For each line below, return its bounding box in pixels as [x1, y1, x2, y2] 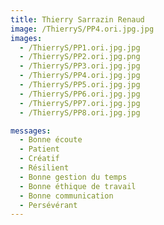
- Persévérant [19, 200, 78, 210]
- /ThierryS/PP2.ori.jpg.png [19, 52, 141, 62]
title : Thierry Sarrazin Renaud [10, 14, 145, 25]
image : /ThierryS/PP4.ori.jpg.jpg [10, 24, 155, 34]
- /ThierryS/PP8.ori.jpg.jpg [19, 107, 141, 118]
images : [10, 33, 43, 43]
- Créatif [19, 154, 60, 164]
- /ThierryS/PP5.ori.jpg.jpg [19, 80, 141, 90]
